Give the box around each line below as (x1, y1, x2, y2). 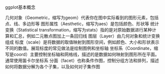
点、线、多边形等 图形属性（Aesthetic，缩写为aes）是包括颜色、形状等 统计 (5, 21, 159, 26)
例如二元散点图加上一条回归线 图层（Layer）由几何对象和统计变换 (26, 33, 160, 39)
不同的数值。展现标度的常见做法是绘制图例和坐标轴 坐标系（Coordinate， (5, 46, 154, 51)
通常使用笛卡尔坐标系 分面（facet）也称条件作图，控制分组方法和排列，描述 (5, 58, 159, 63)
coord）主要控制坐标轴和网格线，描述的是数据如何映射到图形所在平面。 (13, 51, 160, 57)
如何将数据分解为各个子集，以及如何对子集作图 (5, 64, 100, 70)
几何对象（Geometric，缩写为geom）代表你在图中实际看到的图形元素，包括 (5, 15, 159, 21)
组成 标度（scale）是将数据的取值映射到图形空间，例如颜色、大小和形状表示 (5, 39, 160, 45)
